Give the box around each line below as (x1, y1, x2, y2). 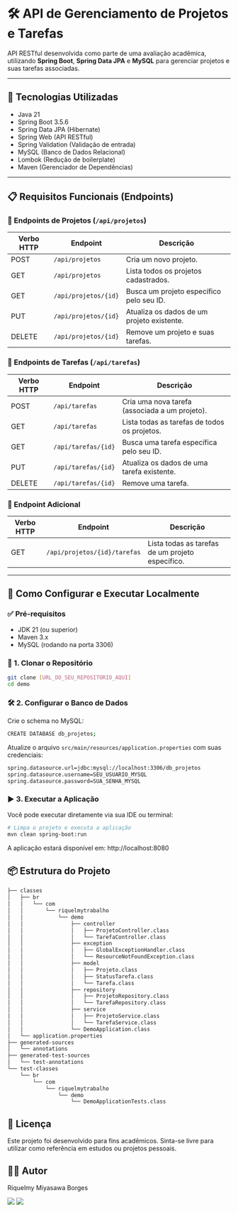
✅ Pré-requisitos (7, 609, 66, 619)
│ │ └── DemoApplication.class (7, 1026, 151, 1033)
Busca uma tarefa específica (122, 437, 217, 447)
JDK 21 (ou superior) (17, 625, 78, 634)
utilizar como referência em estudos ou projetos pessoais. (7, 1144, 177, 1152)
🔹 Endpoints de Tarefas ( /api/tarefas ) (7, 357, 140, 367)
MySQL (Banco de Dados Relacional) (17, 147, 126, 156)
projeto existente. (125, 316, 184, 326)
